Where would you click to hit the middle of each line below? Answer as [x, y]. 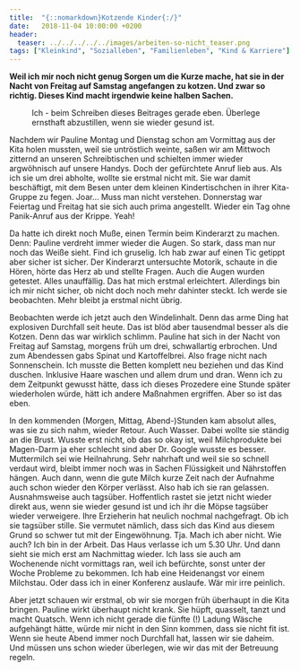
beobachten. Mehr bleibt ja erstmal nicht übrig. [96, 301]
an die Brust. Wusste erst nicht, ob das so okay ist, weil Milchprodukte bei [146, 440]
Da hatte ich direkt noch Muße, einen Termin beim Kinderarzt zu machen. [145, 233]
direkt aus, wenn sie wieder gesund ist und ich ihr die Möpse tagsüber [139, 507]
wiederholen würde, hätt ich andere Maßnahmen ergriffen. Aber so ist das [146, 394]
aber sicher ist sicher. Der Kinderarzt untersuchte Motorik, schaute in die [143, 262]
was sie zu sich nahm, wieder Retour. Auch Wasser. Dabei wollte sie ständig [149, 431]
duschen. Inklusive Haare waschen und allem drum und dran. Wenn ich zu [146, 375]
